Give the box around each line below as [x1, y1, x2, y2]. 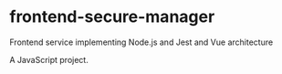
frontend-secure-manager [9, 6, 215, 27]
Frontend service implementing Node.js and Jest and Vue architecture [9, 37, 274, 48]
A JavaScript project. [9, 54, 89, 65]
